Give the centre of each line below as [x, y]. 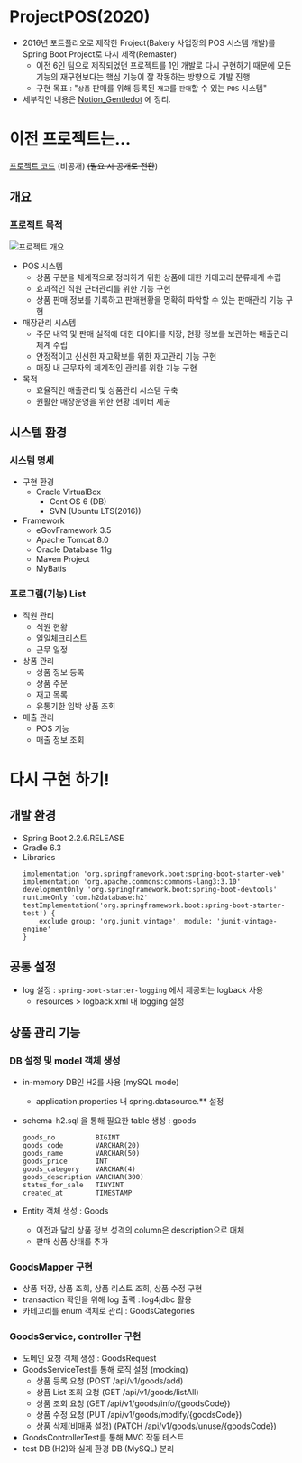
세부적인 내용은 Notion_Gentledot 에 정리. [96, 99]
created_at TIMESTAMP [77, 1193]
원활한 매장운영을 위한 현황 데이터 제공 [103, 401]
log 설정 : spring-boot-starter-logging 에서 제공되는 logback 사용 [143, 990]
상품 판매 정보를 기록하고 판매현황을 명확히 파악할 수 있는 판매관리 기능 [160, 299]
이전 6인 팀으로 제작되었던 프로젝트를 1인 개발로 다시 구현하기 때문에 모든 [164, 65]
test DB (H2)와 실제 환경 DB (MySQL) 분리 [98, 1449]
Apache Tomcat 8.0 [73, 540]
